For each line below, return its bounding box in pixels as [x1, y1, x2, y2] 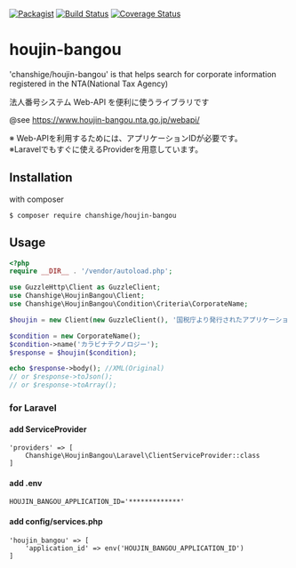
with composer [9, 194, 65, 204]
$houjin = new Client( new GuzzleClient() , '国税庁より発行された [9, 316, 243, 324]
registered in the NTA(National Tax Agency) [9, 78, 169, 89]
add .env [9, 477, 43, 488]
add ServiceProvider [9, 423, 87, 435]
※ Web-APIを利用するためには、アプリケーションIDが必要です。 [9, 132, 243, 143]
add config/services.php [9, 516, 104, 526]
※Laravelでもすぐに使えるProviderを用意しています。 [9, 143, 203, 155]
